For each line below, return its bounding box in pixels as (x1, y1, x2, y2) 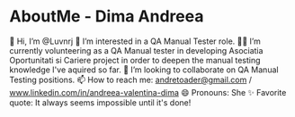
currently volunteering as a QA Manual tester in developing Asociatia (9, 45, 264, 55)
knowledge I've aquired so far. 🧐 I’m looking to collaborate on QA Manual (9, 64, 279, 75)
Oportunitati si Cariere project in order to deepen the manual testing (9, 54, 261, 65)
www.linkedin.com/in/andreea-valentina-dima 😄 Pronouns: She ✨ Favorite (9, 87, 287, 97)
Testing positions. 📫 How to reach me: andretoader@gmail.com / (9, 74, 252, 85)
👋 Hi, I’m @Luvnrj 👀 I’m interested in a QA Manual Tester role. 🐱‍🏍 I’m (9, 36, 261, 46)
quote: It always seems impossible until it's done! (9, 96, 192, 108)
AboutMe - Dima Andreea (9, 6, 204, 27)
